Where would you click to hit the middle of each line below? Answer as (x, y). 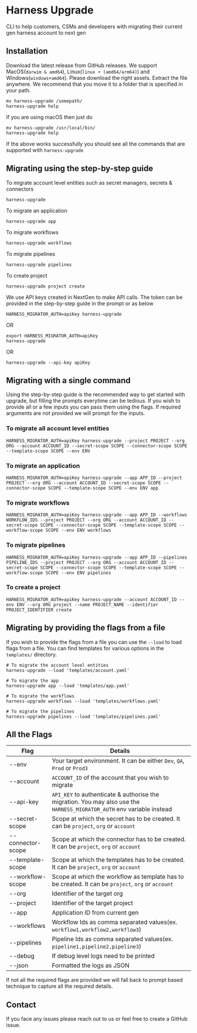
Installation (27, 51)
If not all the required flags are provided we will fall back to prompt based (94, 980)
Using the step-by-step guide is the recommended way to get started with (96, 394)
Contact (21, 1005)
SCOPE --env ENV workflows (78, 531)
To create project (27, 275)
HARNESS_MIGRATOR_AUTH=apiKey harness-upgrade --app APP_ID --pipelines (97, 557)
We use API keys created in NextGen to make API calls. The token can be (94, 297)
